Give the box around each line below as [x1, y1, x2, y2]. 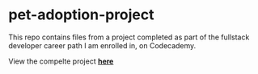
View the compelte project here [8, 56, 114, 66]
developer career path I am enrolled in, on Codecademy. [8, 40, 197, 50]
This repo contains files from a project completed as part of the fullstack [8, 32, 250, 42]
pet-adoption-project [8, 6, 155, 24]
